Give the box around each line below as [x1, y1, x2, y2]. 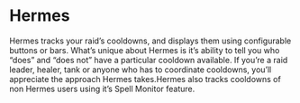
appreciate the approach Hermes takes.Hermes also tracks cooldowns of [9, 73, 281, 84]
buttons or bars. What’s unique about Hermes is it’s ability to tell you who [9, 44, 280, 55]
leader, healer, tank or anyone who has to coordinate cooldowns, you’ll [9, 64, 272, 75]
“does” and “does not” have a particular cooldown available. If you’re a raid [9, 54, 288, 65]
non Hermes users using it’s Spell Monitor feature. [9, 83, 195, 94]
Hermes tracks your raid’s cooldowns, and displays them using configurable [9, 35, 292, 46]
